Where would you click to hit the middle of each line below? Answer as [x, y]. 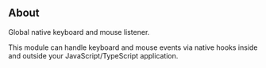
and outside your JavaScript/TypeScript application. [93, 55]
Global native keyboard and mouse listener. [79, 32]
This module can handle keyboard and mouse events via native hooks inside [133, 47]
